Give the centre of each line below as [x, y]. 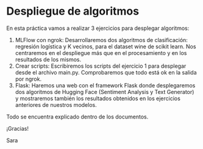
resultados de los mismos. [48, 59]
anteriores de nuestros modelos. [56, 104]
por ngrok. [28, 79]
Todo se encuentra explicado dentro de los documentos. [77, 117]
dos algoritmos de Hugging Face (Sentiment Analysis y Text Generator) [105, 92]
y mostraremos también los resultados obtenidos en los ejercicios [98, 98]
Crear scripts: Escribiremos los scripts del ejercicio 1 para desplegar [101, 66]
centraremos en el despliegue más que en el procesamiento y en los [101, 53]
